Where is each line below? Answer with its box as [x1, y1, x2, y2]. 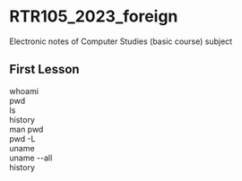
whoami [9, 85, 39, 96]
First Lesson [9, 62, 80, 77]
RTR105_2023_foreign [9, 6, 178, 27]
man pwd [9, 124, 44, 134]
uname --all [9, 152, 53, 163]
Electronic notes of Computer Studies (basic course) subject [9, 36, 233, 47]
